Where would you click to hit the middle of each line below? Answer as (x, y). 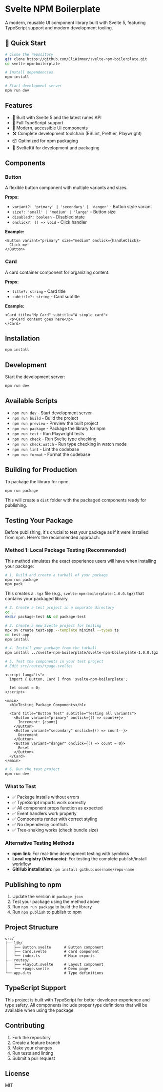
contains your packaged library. (37, 599)
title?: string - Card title (39, 291)
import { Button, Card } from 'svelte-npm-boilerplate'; (69, 679)
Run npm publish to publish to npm (47, 912)
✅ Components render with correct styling (55, 819)
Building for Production (41, 470)
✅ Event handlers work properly (44, 813)
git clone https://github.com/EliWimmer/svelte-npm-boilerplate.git (76, 59)
